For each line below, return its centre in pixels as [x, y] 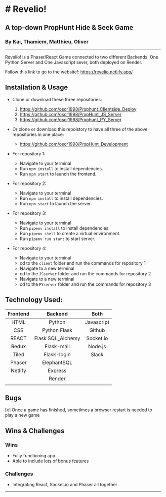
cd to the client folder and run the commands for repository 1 [83, 263]
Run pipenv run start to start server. [57, 239]
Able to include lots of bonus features [50, 461]
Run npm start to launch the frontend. [58, 174]
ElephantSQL [57, 362]
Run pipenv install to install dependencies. [65, 228]
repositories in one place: [38, 134]
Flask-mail [57, 346]
